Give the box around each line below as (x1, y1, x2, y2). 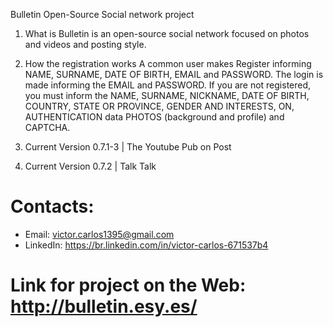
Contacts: (10, 195, 95, 218)
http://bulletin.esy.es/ (10, 295, 198, 318)
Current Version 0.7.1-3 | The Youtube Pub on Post (24, 141, 232, 153)
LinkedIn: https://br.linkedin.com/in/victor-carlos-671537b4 (24, 239, 269, 251)
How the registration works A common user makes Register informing (24, 58, 312, 69)
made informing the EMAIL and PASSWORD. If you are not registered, (24, 79, 312, 91)
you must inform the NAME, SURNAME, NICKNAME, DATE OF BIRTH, (24, 90, 310, 101)
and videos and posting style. (24, 39, 147, 50)
